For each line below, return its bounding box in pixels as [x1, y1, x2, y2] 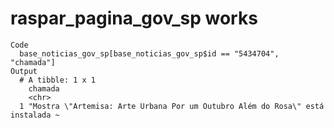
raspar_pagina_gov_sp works [10, 7, 258, 30]
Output [10, 66, 38, 76]
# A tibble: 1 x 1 [19, 75, 97, 85]
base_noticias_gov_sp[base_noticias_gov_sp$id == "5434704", [19, 48, 280, 59]
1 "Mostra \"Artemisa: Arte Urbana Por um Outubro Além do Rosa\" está [19, 101, 325, 111]
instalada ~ [10, 110, 60, 120]
